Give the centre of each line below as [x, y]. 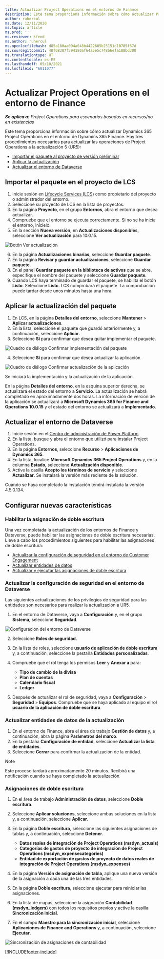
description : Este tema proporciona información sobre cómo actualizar [79, 14]
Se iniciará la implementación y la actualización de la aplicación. [70, 376]
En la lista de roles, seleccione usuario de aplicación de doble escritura [85, 648]
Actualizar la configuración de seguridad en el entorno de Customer [81, 555]
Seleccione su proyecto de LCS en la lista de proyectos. [68, 204]
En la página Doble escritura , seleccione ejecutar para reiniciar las [79, 888]
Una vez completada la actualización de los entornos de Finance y [72, 530]
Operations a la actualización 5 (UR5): [43, 147]
